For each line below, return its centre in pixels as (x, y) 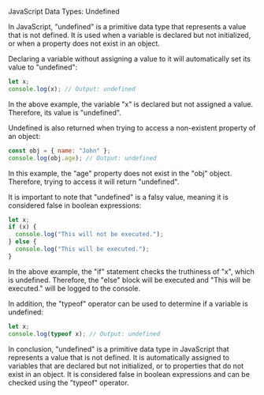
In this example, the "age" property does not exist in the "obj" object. (120, 173)
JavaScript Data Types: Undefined (64, 11)
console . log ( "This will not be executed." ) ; (89, 235)
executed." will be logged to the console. (74, 288)
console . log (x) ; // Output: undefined (72, 89)
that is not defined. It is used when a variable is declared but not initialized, (130, 35)
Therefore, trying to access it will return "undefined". (94, 182)
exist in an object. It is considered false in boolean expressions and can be (129, 374)
